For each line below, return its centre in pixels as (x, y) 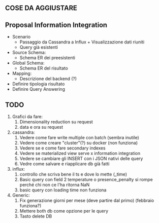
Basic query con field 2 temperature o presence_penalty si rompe (86, 180)
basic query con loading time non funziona (63, 190)
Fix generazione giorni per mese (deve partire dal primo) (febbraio (87, 201)
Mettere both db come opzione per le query (64, 211)
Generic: (21, 195)
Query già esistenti (39, 47)
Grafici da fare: (27, 117)
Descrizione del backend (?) (48, 79)
